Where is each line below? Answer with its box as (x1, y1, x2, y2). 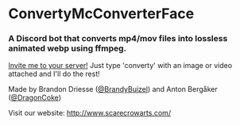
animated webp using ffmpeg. (8, 43, 127, 54)
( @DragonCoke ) (8, 93, 62, 103)
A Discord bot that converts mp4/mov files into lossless (8, 33, 228, 44)
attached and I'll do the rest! (8, 69, 101, 79)
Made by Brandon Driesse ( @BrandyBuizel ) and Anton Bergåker (8, 85, 218, 94)
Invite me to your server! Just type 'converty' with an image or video (8, 61, 233, 70)
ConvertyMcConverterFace (8, 5, 195, 23)
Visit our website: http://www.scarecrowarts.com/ (8, 108, 172, 118)
